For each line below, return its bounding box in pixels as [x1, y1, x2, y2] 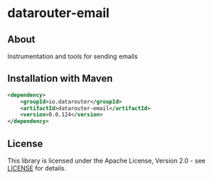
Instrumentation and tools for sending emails [7, 52, 138, 60]
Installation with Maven [7, 72, 114, 85]
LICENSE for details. [7, 164, 67, 172]
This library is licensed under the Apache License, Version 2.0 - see [7, 156, 206, 165]
